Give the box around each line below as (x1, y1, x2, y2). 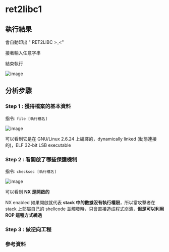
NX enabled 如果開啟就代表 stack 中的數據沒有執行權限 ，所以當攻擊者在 (5, 199, 155, 205)
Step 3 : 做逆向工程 (5, 226, 52, 233)
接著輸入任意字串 (5, 50, 41, 56)
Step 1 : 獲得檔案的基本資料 (5, 103, 71, 110)
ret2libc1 (5, 4, 42, 15)
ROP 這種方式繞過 (5, 212, 42, 218)
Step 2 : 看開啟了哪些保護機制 (5, 156, 77, 163)
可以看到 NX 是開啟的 (5, 188, 50, 195)
